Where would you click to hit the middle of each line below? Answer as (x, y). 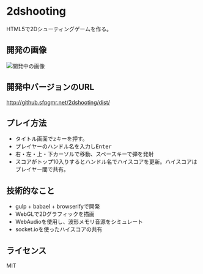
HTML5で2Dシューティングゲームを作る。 (59, 29)
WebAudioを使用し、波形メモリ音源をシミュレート (79, 222)
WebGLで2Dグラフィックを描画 (55, 214)
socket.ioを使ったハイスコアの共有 (59, 229)
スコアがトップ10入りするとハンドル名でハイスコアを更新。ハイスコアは (106, 162)
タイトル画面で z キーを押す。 (51, 139)
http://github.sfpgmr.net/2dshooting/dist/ (58, 102)
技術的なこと (31, 191)
